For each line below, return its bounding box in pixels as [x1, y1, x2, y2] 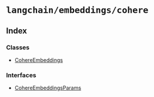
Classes [6, 43, 30, 51]
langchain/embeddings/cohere [6, 5, 149, 16]
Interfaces [6, 71, 36, 79]
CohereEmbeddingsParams [14, 84, 81, 92]
